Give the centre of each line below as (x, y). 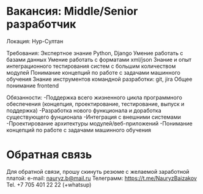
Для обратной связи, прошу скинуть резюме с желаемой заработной (98, 171)
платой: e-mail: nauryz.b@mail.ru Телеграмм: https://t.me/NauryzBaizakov (102, 178)
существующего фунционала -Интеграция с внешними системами (94, 117)
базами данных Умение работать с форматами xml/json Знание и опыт (99, 59)
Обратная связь (49, 155)
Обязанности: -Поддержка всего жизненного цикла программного (94, 97)
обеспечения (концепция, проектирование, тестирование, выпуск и (95, 104)
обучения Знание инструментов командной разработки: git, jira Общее (99, 79)
